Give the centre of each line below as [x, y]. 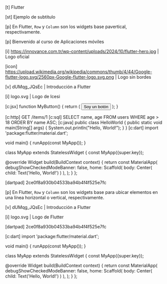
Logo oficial [17, 57]
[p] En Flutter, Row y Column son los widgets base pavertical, [66, 27]
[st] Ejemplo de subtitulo [30, 17]
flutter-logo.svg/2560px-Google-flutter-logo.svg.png [59, 77]
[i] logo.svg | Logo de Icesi [33, 96]
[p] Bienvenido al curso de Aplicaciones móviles [54, 42]
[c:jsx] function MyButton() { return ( [43, 106]
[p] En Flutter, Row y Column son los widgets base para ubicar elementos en [82, 192]
